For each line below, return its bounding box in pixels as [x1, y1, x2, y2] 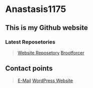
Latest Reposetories [5, 38, 55, 45]
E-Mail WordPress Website [17, 77, 73, 83]
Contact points [5, 64, 53, 73]
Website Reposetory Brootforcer [17, 49, 84, 55]
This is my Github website [5, 23, 88, 32]
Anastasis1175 [5, 3, 66, 15]
